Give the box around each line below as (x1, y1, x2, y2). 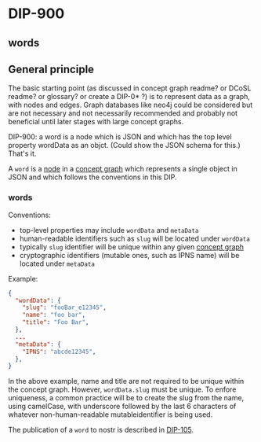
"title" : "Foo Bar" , (22, 319, 89, 326)
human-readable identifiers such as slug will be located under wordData (19, 234, 251, 243)
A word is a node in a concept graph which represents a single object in (8, 164, 237, 174)
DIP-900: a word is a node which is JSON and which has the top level (8, 132, 233, 142)
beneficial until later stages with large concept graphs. (8, 117, 184, 127)
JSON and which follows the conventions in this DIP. (8, 172, 177, 182)
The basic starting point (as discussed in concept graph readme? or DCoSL (8, 83, 252, 93)
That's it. (8, 149, 37, 158)
